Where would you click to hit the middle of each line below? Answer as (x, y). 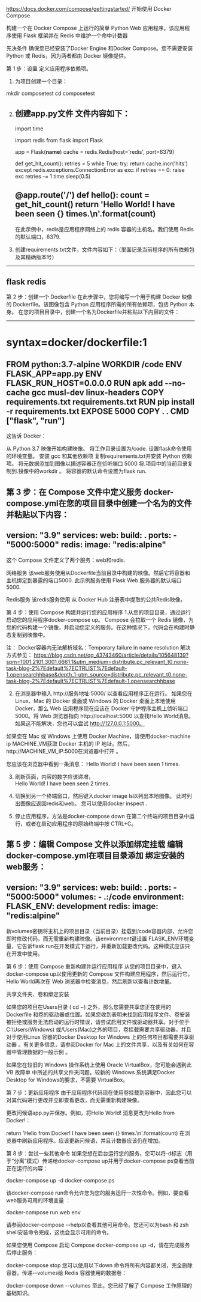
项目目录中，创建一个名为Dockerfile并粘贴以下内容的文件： (107, 312)
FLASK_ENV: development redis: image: (82, 906)
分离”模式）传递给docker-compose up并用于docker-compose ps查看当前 (104, 1161)
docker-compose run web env (43, 1212)
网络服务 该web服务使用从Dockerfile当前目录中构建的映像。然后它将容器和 (98, 573)
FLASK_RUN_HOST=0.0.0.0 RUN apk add (85, 383)
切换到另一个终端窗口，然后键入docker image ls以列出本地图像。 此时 (101, 795)
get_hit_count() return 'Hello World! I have (95, 205)
